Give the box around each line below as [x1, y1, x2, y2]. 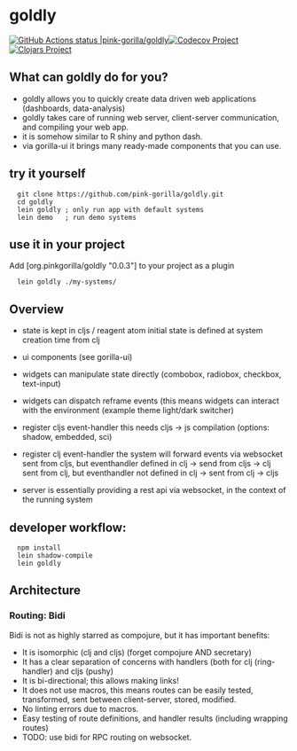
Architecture [9, 583, 82, 598]
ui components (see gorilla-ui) [21, 352, 133, 363]
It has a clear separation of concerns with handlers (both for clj [21, 656, 253, 667]
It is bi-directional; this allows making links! [21, 675, 179, 685]
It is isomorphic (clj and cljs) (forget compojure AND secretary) [21, 646, 252, 657]
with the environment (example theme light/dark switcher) [21, 405, 235, 416]
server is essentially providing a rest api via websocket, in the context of [21, 485, 286, 496]
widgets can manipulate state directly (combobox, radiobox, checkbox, [21, 369, 282, 379]
